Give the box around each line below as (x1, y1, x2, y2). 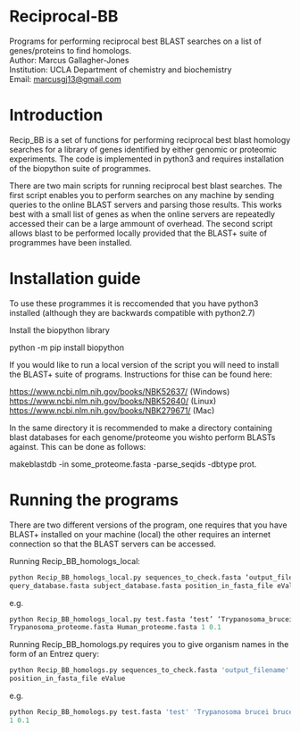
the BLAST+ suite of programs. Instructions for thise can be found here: (9, 369, 272, 379)
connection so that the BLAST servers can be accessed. (9, 538, 217, 549)
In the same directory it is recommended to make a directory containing (9, 422, 272, 433)
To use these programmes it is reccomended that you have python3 (9, 297, 259, 309)
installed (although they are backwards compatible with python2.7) (9, 307, 256, 318)
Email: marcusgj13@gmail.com (9, 73, 122, 84)
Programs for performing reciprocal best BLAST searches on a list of (9, 36, 262, 46)
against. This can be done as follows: (9, 441, 146, 452)
